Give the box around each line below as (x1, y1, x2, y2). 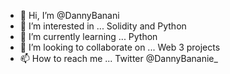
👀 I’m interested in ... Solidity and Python (19, 20, 187, 32)
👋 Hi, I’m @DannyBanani (19, 10, 120, 21)
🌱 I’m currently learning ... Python (19, 31, 158, 42)
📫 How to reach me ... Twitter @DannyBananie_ (19, 53, 218, 64)
